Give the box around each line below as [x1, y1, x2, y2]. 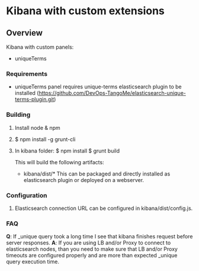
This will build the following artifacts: [14, 158, 105, 165]
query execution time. [6, 258, 59, 265]
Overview [6, 28, 43, 38]
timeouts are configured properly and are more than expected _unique [6, 252, 178, 259]
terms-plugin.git [14, 96, 54, 103]
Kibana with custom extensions [6, 4, 165, 18]
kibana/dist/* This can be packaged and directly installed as [23, 170, 171, 177]
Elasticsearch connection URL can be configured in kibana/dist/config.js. [14, 205, 193, 212]
